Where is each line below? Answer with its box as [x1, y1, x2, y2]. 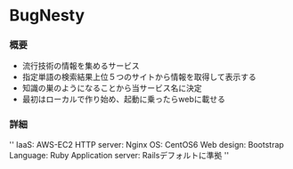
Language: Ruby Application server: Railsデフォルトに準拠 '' [9, 149, 230, 160]
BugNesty [9, 5, 85, 26]
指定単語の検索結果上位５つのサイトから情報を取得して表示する [21, 72, 256, 83]
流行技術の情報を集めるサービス [21, 60, 140, 71]
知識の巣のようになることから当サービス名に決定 [21, 83, 202, 93]
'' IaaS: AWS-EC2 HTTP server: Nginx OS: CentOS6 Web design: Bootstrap [9, 139, 285, 149]
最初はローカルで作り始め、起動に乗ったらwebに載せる [21, 94, 225, 105]
